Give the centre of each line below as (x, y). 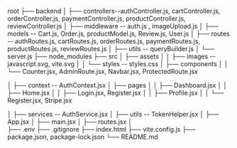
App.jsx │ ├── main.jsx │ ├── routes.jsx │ (70, 122)
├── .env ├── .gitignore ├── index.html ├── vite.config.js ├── (101, 129)
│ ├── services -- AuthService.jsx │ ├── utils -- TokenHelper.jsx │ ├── (113, 114)
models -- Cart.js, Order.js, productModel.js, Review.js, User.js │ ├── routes (119, 33)
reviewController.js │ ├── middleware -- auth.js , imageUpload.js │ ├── (113, 26)
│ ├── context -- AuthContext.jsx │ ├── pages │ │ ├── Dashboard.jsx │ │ (117, 85)
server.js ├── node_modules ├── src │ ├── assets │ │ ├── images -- (111, 56)
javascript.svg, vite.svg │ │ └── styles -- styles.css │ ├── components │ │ (118, 64)
